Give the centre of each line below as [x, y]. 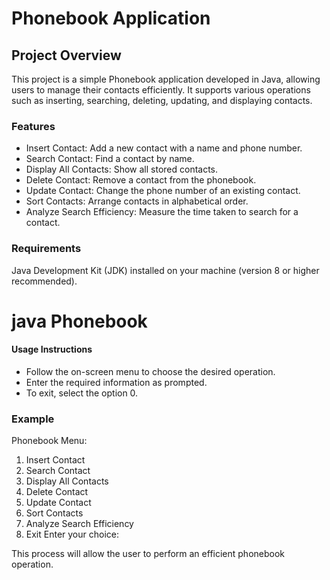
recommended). [44, 281]
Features [33, 126]
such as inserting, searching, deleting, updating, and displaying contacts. [162, 100]
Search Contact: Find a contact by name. [110, 159]
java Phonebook [79, 321]
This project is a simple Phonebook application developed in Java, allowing [166, 79]
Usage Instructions [52, 349]
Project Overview [66, 55]
